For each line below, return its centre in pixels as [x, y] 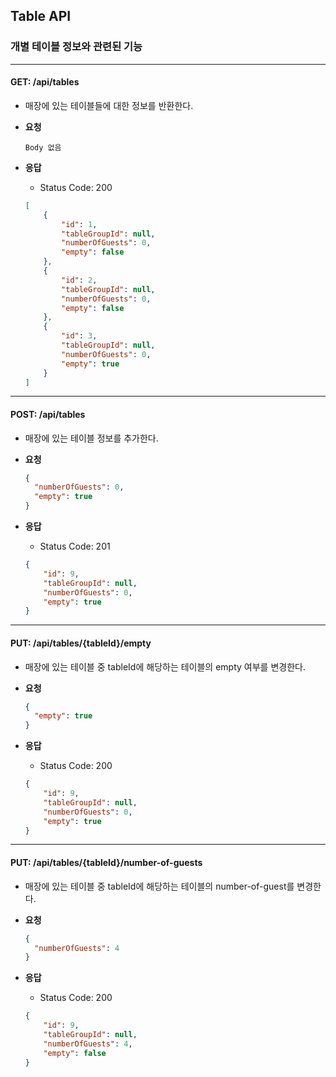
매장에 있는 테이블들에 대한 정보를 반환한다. [109, 105]
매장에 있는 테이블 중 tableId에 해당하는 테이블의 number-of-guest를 [159, 886]
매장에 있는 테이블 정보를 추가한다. [91, 438]
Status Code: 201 [75, 546]
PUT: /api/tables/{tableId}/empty [81, 643]
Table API [41, 16]
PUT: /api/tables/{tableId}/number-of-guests [106, 863]
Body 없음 [43, 147]
